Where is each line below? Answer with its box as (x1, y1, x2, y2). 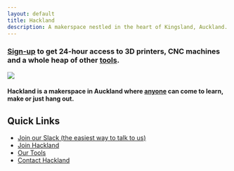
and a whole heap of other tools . (7, 56, 120, 65)
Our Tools (17, 148, 46, 157)
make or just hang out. (7, 94, 74, 103)
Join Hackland (17, 141, 60, 150)
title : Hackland (7, 17, 55, 24)
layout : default (7, 10, 55, 18)
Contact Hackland (17, 156, 70, 165)
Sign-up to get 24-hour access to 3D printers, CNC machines (7, 46, 220, 56)
